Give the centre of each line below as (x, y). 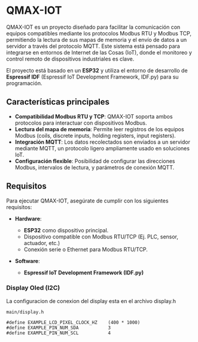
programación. (24, 83)
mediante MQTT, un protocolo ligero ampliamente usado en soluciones (102, 148)
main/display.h (25, 312)
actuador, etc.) (42, 243)
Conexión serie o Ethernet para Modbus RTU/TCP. (86, 249)
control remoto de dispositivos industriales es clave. (70, 59)
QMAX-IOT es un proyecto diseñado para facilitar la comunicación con (93, 27)
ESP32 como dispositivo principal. (66, 230)
